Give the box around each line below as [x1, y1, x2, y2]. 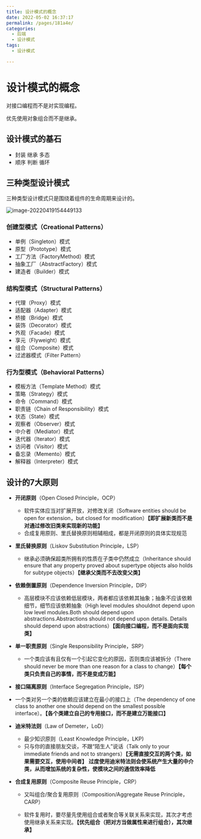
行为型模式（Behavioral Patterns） [6, 368, 108, 376]
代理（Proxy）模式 [14, 298, 61, 306]
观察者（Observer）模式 [14, 420, 76, 428]
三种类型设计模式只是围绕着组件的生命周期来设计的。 [6, 195, 138, 202]
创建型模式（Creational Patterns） [6, 223, 107, 231]
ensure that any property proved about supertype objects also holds [23, 562, 193, 569]
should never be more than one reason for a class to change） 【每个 [23, 663, 192, 670]
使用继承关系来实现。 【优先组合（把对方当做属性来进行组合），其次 [23, 819, 187, 826]
